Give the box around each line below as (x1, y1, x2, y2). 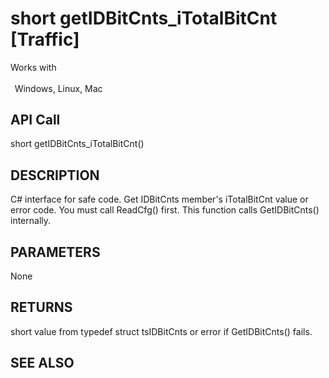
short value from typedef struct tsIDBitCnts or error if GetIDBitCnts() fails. (10, 325, 313, 337)
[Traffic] (10, 28, 80, 51)
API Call (10, 111, 61, 128)
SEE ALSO (10, 355, 75, 372)
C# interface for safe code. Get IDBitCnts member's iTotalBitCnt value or (10, 193, 309, 206)
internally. (10, 215, 52, 227)
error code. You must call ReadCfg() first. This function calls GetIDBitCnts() (10, 204, 320, 216)
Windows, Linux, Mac (14, 82, 103, 94)
